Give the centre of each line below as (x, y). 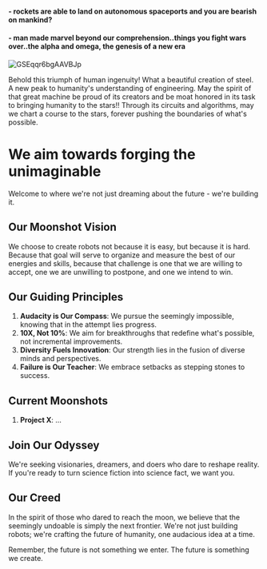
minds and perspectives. (60, 359)
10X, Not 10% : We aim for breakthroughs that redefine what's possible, (137, 333)
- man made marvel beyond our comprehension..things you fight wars (127, 38)
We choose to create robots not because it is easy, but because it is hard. (129, 246)
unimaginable (55, 171)
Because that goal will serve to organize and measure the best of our (122, 255)
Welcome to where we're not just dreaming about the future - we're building (133, 193)
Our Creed (35, 498)
